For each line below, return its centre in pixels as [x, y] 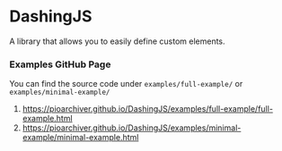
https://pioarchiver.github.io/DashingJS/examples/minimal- [132, 128]
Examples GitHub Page [60, 64]
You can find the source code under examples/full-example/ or [126, 84]
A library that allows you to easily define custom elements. [118, 41]
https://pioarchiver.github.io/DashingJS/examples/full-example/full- [148, 109]
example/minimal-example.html [80, 138]
